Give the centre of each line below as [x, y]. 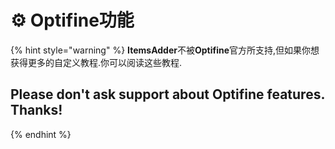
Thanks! [36, 110]
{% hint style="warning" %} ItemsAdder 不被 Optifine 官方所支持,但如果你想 [165, 50]
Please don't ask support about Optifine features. [167, 94]
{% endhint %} [41, 134]
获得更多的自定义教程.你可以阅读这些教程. [96, 62]
